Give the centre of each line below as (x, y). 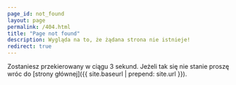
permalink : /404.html (39, 27)
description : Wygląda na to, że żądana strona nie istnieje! (99, 40)
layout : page (26, 20)
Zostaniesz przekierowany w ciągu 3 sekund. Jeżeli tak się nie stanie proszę (118, 66)
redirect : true (30, 46)
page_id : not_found (36, 14)
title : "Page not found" (44, 33)
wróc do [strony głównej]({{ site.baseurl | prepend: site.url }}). (97, 74)
